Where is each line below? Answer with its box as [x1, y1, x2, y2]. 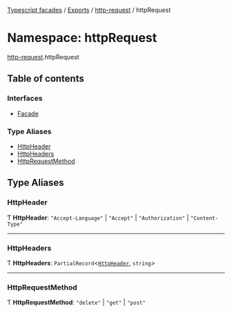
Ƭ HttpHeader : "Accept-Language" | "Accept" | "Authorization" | [7, 214, 189, 222]
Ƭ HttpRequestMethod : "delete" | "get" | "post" [7, 298, 146, 307]
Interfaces [7, 93, 43, 103]
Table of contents [7, 73, 84, 85]
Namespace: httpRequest [7, 30, 157, 46]
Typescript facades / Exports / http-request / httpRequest [7, 6, 171, 14]
